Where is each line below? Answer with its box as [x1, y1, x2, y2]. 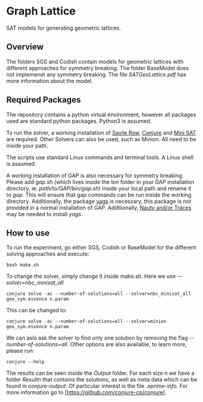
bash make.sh [6, 262, 39, 268]
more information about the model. [6, 77, 93, 84]
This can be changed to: [6, 307, 67, 314]
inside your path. [6, 142, 48, 149]
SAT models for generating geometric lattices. [6, 24, 121, 31]
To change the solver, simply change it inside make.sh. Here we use [6, 272, 176, 280]
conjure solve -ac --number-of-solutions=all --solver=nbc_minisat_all [6, 291, 191, 297]
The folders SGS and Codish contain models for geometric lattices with [6, 58, 184, 65]
